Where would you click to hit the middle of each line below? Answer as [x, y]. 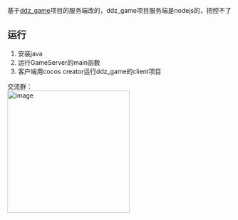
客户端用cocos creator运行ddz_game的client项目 [89, 71]
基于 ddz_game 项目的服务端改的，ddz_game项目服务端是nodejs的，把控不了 [119, 10]
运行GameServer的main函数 [59, 62]
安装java [30, 53]
